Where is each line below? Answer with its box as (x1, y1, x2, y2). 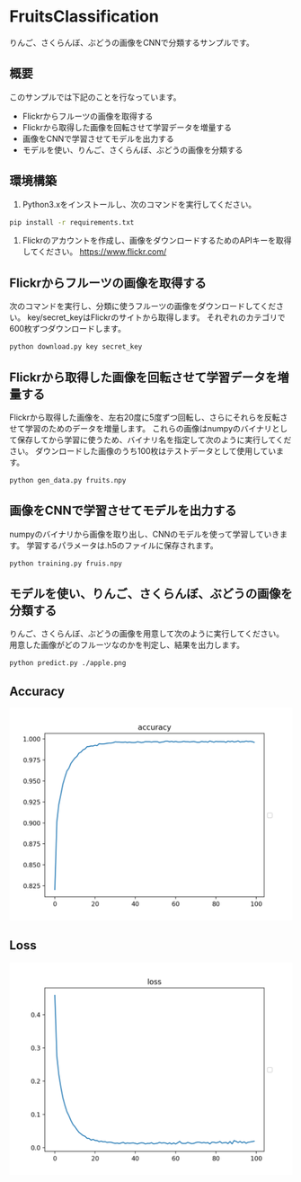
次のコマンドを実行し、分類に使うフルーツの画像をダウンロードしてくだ (9, 301, 277, 312)
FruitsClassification (9, 6, 159, 27)
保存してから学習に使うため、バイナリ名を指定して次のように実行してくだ (16, 434, 292, 445)
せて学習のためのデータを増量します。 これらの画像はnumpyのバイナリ (9, 422, 272, 433)
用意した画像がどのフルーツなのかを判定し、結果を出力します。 (9, 640, 245, 651)
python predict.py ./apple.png (9, 659, 127, 668)
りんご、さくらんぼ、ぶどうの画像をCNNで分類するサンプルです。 (9, 37, 254, 48)
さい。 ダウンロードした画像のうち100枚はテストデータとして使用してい (9, 445, 277, 456)
